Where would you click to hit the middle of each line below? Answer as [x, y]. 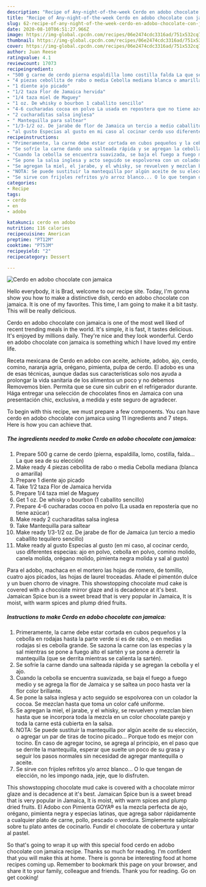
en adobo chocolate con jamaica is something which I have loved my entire [101, 342]
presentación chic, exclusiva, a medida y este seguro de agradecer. [92, 400]
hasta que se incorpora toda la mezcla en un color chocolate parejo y [103, 717]
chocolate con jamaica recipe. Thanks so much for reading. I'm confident [99, 851]
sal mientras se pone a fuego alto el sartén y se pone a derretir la [98, 652]
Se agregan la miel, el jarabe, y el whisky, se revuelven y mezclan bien [104, 710]
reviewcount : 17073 [32, 63]
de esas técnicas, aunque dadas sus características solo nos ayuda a [94, 374]
